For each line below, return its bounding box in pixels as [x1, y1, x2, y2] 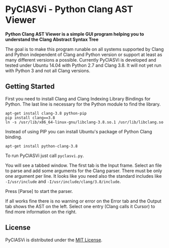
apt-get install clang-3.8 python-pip [5, 111, 87, 116]
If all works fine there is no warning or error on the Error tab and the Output [5, 198, 161, 204]
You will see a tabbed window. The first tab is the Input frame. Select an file [5, 162, 162, 168]
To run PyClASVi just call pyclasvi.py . [5, 153, 84, 159]
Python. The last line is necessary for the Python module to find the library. [5, 101, 161, 107]
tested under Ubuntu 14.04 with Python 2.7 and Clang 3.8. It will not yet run [5, 62, 161, 68]
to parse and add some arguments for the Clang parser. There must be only [5, 168, 162, 174]
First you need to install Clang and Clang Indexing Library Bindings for [5, 95, 151, 102]
